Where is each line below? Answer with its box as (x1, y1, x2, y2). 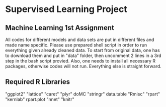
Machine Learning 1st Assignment (5, 23, 114, 32)
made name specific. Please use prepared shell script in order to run (5, 42, 147, 48)
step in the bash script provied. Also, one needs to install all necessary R (5, 58, 156, 63)
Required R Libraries (5, 77, 70, 86)
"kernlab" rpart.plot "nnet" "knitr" (5, 96, 74, 102)
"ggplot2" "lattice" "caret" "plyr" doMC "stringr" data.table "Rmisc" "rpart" (5, 91, 160, 97)
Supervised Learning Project (5, 3, 127, 15)
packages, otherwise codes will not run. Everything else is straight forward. (5, 63, 162, 69)
